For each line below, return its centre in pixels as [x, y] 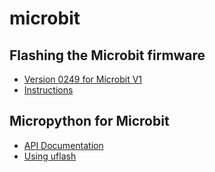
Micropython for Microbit [89, 121]
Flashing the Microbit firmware [107, 55]
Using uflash [50, 156]
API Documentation [63, 145]
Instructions [48, 90]
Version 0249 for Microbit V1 [83, 79]
